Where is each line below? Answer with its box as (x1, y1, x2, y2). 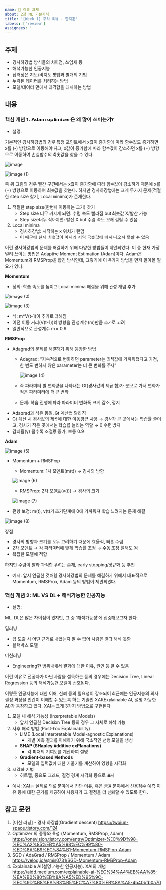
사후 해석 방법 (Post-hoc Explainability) (12, 725, 90, 731)
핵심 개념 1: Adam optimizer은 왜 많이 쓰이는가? (5, 116, 114, 123)
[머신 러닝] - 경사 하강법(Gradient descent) (12, 819, 97, 825)
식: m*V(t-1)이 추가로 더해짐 (12, 313, 67, 319)
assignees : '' (5, 26, 35, 31)
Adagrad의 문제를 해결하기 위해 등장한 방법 (12, 346, 97, 352)
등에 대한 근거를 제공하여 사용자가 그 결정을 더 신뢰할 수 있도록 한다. (17, 789, 149, 795)
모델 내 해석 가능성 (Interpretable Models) (12, 713, 95, 719)
